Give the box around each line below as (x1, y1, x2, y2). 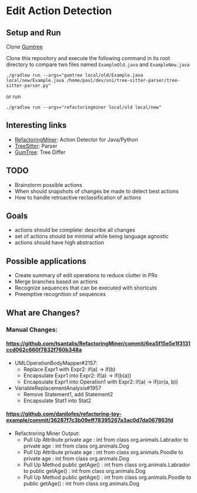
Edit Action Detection (6, 4, 112, 18)
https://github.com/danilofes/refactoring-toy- (6, 410, 122, 418)
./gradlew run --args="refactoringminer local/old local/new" (6, 104, 162, 110)
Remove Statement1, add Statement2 (23, 390, 113, 397)
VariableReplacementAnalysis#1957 (14, 384, 102, 392)
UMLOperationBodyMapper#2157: (14, 359, 98, 366)
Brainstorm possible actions (14, 181, 82, 188)
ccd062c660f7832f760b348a (6, 346, 82, 353)
